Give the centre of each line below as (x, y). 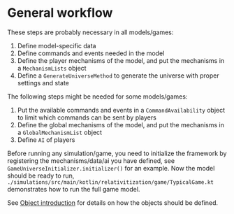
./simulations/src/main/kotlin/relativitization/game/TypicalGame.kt (111, 182)
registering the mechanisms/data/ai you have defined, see (91, 160)
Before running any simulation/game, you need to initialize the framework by (117, 153)
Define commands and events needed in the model (91, 53)
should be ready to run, (41, 176)
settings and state (43, 83)
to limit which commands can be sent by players (87, 117)
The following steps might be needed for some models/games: (97, 97)
